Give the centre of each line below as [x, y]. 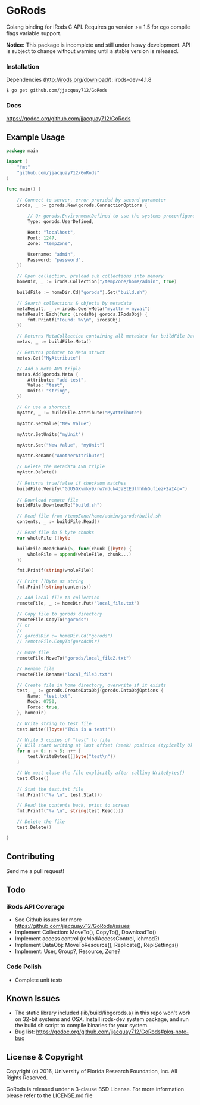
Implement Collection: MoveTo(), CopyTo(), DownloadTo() [85, 932]
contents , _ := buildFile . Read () [58, 522]
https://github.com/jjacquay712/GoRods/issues [72, 926]
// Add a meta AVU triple [49, 369]
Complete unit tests [39, 980]
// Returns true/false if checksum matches [72, 483]
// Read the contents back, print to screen [73, 806]
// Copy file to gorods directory [60, 614]
